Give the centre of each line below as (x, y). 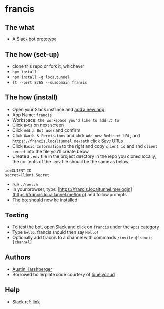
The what (20, 27)
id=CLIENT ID (18, 171)
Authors (18, 257)
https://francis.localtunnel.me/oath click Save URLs (68, 141)
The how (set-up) (32, 54)
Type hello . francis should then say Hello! (55, 232)
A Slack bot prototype (34, 39)
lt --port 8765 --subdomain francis (50, 82)
